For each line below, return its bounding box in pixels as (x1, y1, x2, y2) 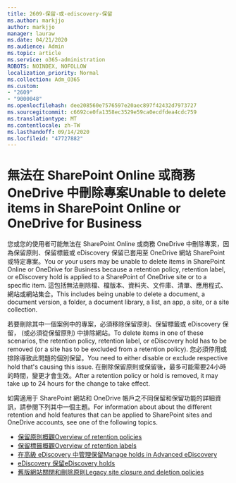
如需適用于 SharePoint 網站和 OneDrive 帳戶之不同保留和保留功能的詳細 (7, 394, 216, 403)
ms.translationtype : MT (7, 115, 77, 122)
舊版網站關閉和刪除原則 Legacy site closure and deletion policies (17, 468, 204, 477)
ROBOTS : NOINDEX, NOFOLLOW (7, 63, 87, 70)
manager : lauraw (7, 30, 55, 37)
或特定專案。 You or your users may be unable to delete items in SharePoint (7, 257, 225, 266)
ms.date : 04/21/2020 (7, 37, 68, 44)
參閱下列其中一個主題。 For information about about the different (25, 403, 213, 411)
